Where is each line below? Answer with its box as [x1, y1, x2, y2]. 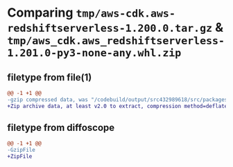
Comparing [7, 5, 74, 21]
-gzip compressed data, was [7, 96, 89, 103]
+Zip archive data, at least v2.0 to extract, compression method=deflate [7, 103, 228, 109]
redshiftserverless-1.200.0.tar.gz [7, 22, 213, 35]
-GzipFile [7, 147, 36, 154]
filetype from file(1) [7, 71, 92, 83]
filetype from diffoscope [7, 122, 115, 134]
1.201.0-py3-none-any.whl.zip [7, 46, 182, 60]
